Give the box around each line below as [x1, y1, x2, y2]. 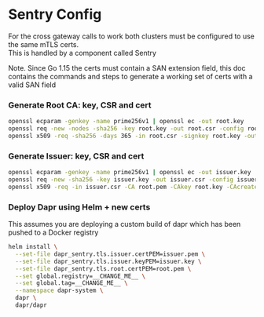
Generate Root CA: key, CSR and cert [8, 100, 152, 111]
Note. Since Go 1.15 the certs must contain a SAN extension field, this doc [8, 63, 246, 72]
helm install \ [8, 243, 58, 251]
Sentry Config [8, 5, 102, 24]
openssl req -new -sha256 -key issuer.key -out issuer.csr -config [8, 176, 234, 184]
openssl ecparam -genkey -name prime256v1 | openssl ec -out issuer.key [8, 169, 251, 177]
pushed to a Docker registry [8, 228, 99, 237]
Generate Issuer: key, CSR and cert [8, 151, 145, 162]
